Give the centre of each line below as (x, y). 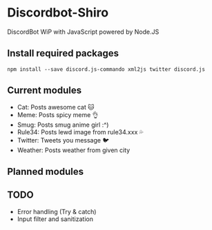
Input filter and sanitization (55, 219)
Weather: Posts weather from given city (74, 150)
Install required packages (63, 53)
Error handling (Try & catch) (57, 211)
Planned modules (46, 171)
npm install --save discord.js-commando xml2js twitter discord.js (106, 69)
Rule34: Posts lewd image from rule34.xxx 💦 (80, 132)
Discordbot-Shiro (58, 13)
